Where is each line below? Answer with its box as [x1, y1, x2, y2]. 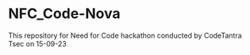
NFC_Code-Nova [8, 5, 121, 23]
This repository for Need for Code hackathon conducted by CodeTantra [8, 31, 242, 40]
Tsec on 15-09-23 [8, 38, 67, 48]
